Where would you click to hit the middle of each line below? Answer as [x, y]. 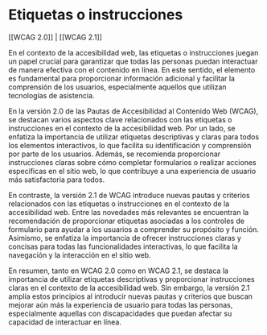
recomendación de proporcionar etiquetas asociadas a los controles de [127, 221]
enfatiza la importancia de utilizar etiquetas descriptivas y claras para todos [134, 136]
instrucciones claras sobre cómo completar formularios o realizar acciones [132, 162]
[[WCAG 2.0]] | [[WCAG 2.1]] [55, 37]
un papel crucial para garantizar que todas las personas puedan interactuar [133, 61]
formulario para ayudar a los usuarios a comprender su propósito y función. [134, 229]
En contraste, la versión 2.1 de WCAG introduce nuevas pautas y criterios [129, 195]
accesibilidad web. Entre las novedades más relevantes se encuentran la [129, 212]
